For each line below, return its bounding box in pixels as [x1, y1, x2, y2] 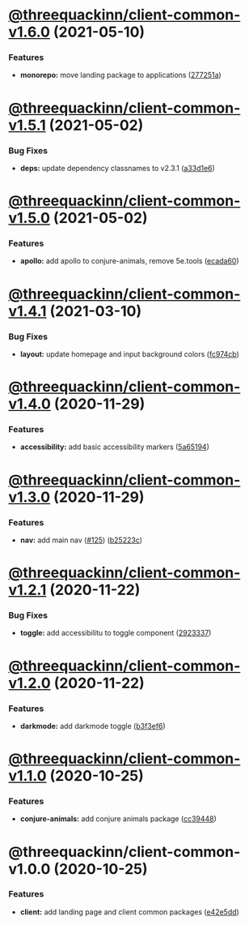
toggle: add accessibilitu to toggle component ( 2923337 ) [19, 628, 212, 638]
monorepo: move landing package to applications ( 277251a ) [19, 71, 222, 80]
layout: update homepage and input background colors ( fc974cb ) [19, 349, 240, 358]
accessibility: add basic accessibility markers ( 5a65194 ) [19, 442, 210, 452]
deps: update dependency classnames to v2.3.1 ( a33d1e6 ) [19, 163, 216, 173]
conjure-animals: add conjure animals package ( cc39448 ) [19, 814, 217, 824]
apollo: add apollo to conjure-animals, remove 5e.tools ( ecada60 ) [19, 256, 240, 266]
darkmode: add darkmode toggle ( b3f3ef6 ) [19, 721, 166, 730]
